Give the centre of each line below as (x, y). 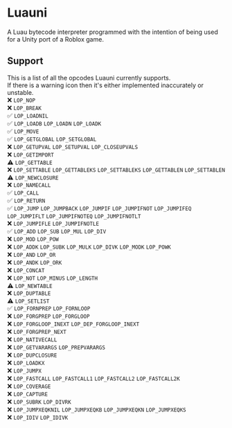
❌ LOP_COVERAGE (29, 386)
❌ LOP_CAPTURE (28, 393)
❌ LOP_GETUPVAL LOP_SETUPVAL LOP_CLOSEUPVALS (73, 146)
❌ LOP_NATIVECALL (32, 339)
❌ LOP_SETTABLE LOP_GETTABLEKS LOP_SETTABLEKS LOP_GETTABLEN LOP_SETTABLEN (116, 169)
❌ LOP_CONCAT (26, 270)
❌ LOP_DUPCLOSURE (32, 355)
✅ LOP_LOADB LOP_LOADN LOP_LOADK (54, 123)
